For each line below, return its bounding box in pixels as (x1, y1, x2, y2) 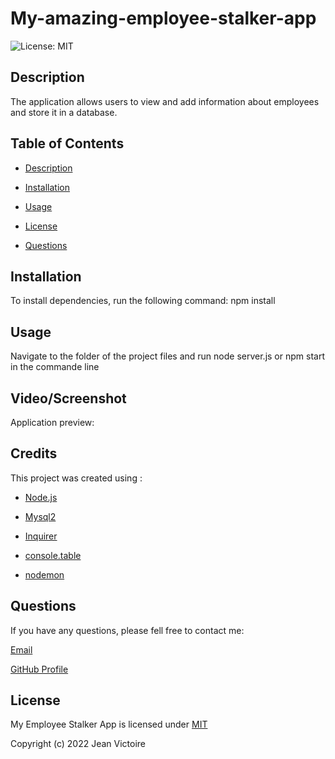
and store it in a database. (10, 106, 118, 118)
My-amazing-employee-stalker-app (10, 7, 317, 30)
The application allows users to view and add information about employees (10, 95, 320, 107)
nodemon (24, 568, 65, 581)
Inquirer (24, 530, 58, 542)
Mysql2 (24, 510, 57, 522)
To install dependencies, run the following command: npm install (10, 295, 276, 307)
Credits (10, 445, 58, 462)
